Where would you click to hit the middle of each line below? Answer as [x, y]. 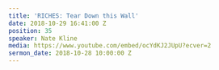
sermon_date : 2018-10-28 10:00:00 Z [70, 53]
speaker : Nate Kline [43, 38]
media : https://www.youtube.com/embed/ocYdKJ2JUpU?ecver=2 [110, 46]
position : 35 [30, 31]
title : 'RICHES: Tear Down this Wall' [74, 16]
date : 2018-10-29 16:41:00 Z [57, 23]
